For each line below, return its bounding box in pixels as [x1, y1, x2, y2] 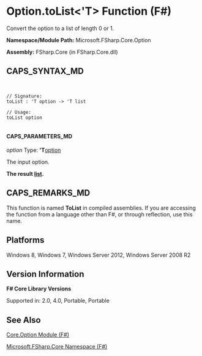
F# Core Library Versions [6, 285, 72, 292]
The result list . [6, 170, 44, 177]
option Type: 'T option [6, 146, 61, 154]
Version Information [6, 268, 84, 279]
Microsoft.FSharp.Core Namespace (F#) [6, 343, 108, 350]
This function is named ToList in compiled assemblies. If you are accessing [6, 204, 196, 211]
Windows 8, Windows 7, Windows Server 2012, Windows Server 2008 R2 [6, 251, 191, 259]
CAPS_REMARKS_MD [6, 188, 91, 199]
